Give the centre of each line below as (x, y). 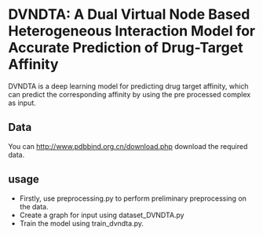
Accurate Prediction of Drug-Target (126, 48)
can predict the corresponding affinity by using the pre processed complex (130, 94)
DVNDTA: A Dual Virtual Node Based (129, 15)
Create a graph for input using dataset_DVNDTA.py (102, 215)
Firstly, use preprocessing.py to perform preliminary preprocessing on (133, 198)
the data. (34, 206)
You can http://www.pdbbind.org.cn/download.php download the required (128, 146)
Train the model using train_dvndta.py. (81, 223)
